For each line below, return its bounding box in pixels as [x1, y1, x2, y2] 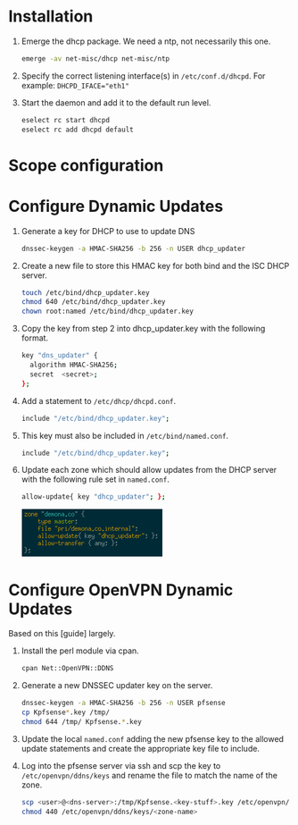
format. [21, 333, 49, 343]
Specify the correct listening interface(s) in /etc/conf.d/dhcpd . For [21, 70, 266, 81]
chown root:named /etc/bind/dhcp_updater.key [21, 307, 194, 316]
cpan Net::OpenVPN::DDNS [21, 664, 114, 673]
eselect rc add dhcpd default [21, 125, 135, 134]
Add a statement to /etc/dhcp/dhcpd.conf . [21, 395, 177, 406]
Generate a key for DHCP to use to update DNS [21, 225, 195, 236]
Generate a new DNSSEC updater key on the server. [21, 680, 213, 691]
